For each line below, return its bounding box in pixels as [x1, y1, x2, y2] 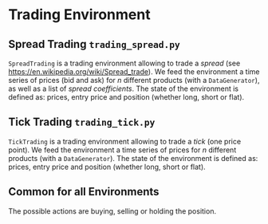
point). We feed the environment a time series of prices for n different [8, 145, 237, 155]
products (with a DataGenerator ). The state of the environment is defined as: [8, 153, 258, 163]
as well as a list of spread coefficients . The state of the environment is [8, 84, 239, 93]
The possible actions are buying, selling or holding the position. [8, 206, 217, 216]
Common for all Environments [8, 185, 160, 198]
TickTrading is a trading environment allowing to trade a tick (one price [8, 136, 242, 146]
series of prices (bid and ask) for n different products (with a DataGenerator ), [8, 76, 260, 84]
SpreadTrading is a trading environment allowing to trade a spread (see [8, 58, 241, 68]
